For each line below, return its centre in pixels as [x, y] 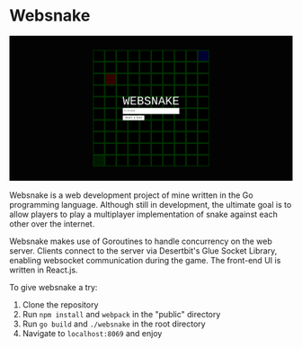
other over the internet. [52, 224]
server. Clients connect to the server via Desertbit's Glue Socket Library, [143, 251]
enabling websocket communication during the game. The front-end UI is [145, 261]
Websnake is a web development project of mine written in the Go [131, 195]
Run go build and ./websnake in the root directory [114, 324]
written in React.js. [44, 270]
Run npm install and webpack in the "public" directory [121, 315]
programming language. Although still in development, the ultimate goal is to [151, 205]
